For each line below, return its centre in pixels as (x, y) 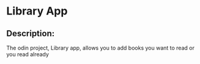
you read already (28, 54)
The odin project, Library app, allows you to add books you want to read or (100, 48)
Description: (31, 34)
